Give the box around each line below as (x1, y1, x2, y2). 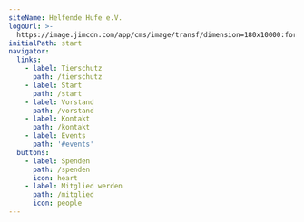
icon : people (32, 198, 83, 208)
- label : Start (25, 81, 83, 90)
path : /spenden (32, 165, 91, 174)
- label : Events (25, 131, 87, 140)
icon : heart (32, 173, 78, 182)
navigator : (8, 47, 50, 56)
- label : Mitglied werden (25, 182, 123, 191)
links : (16, 55, 42, 64)
